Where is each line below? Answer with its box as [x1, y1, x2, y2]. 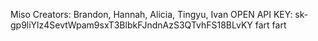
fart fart [254, 19, 287, 31]
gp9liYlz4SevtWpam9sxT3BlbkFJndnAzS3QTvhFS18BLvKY [10, 19, 253, 31]
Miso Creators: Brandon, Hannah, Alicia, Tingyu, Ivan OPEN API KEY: [10, 9, 293, 20]
